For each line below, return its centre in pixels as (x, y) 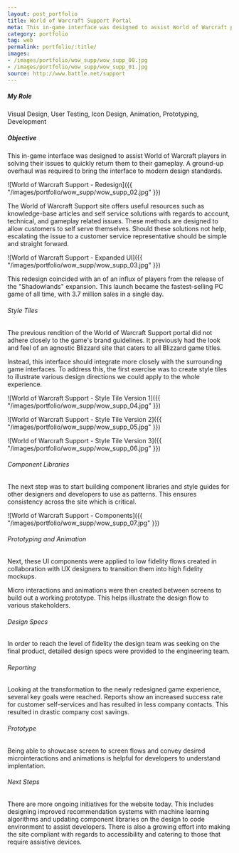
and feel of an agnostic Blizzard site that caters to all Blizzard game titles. (115, 348)
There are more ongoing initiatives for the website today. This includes (111, 804)
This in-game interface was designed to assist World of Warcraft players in (117, 156)
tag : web (20, 41)
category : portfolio (38, 34)
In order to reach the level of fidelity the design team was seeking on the (114, 644)
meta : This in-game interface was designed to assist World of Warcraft (117, 27)
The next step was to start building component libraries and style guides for (118, 486)
